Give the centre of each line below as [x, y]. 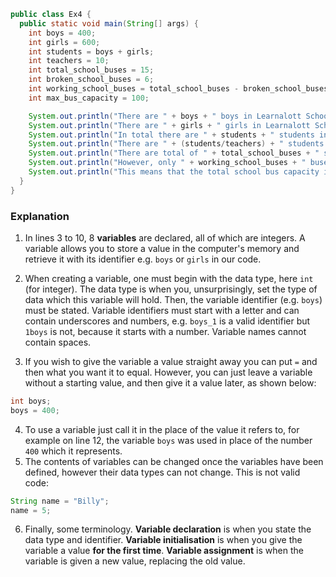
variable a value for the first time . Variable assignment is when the [164, 551]
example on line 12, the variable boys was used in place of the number [168, 440]
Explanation [40, 216]
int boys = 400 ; [62, 33]
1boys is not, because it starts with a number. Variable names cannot [165, 331]
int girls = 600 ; [64, 42]
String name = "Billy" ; [60, 501]
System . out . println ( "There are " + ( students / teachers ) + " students [176, 144]
